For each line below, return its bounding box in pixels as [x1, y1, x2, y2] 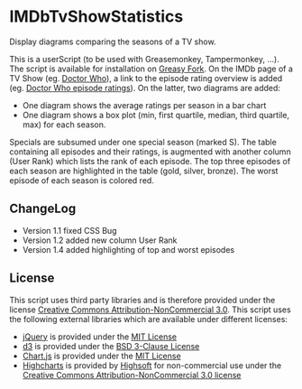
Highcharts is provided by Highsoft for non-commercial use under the [22, 359, 282, 371]
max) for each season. [22, 119, 106, 130]
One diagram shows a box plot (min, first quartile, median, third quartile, [22, 109, 290, 120]
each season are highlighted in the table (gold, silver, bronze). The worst [9, 165, 279, 176]
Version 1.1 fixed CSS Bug [22, 225, 117, 236]
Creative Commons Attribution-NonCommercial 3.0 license [22, 369, 242, 380]
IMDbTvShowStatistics [9, 6, 184, 27]
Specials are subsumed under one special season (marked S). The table [9, 136, 277, 147]
